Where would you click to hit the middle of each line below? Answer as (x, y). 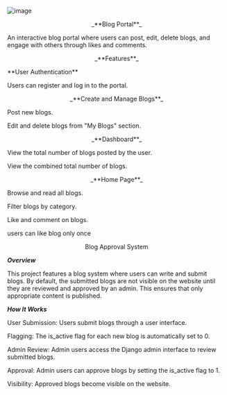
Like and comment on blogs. (48, 220)
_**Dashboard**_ (117, 139)
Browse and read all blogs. (45, 193)
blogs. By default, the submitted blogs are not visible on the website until (111, 281)
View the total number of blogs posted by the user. (80, 152)
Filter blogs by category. (42, 206)
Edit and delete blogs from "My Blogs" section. (74, 126)
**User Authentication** (43, 72)
